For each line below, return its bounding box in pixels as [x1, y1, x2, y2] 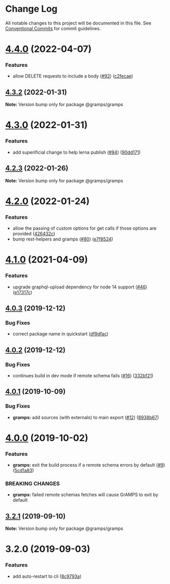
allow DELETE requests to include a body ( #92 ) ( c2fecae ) [12, 73, 133, 79]
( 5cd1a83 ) [12, 468, 34, 474]
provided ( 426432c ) [12, 231, 55, 237]
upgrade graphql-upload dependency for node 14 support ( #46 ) [12, 284, 148, 290]
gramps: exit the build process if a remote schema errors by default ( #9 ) [12, 462, 165, 468]
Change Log [5, 3, 58, 15]
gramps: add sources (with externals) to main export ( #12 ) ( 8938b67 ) [12, 414, 159, 420]
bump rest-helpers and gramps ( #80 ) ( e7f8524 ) [12, 236, 114, 242]
